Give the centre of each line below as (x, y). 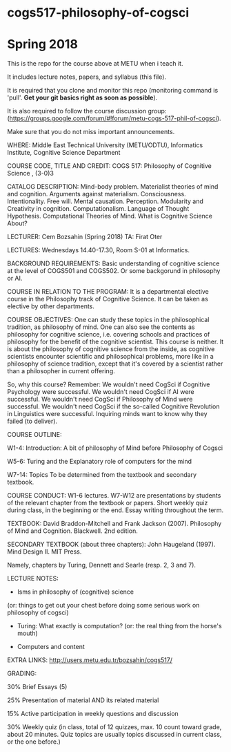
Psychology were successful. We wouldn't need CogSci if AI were (101, 392)
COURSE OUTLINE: (34, 435)
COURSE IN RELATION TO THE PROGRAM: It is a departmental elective (108, 292)
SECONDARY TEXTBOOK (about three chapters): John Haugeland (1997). (111, 545)
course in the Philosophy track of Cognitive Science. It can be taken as (108, 299)
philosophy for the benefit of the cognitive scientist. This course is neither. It (115, 342)
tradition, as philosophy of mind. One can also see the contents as (101, 327)
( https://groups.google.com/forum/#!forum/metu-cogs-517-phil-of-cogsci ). (114, 118)
